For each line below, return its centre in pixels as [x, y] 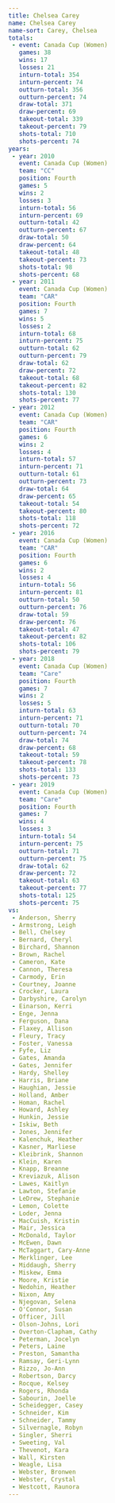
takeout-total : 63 [49, 881]
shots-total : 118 [48, 518]
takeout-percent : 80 [53, 511]
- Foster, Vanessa [42, 1043]
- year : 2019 [33, 784]
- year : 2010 [33, 156]
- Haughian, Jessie [44, 1087]
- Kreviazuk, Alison [46, 1177]
